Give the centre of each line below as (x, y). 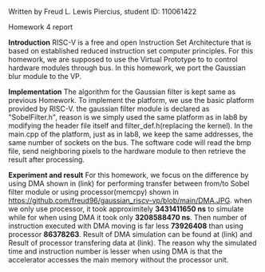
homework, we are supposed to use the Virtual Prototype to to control (123, 59)
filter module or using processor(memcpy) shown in (94, 192)
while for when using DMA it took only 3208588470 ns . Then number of (128, 217)
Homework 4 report (41, 27)
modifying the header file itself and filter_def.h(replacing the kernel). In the (131, 126)
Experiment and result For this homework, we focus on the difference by (129, 175)
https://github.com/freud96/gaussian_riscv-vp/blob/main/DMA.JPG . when (131, 200)
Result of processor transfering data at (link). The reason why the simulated (132, 243)
